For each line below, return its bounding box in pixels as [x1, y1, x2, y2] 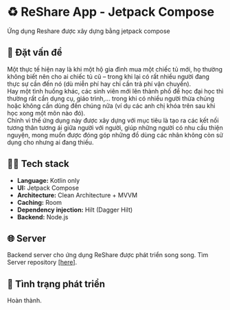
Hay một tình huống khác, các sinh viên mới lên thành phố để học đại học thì [7, 87, 224, 95]
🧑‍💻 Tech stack [7, 158, 70, 170]
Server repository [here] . [7, 258, 78, 267]
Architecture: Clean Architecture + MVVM [16, 190, 138, 199]
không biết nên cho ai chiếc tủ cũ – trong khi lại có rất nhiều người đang [7, 72, 209, 80]
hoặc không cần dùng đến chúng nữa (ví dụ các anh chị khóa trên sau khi [7, 101, 216, 110]
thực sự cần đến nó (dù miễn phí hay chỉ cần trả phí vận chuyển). [7, 80, 192, 88]
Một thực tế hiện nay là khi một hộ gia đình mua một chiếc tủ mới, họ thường [7, 65, 223, 73]
